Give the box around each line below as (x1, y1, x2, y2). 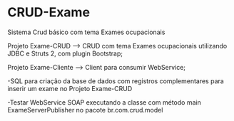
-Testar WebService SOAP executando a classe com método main (7, 98, 201, 107)
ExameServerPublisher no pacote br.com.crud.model (7, 105, 163, 114)
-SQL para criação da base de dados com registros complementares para (7, 76, 225, 85)
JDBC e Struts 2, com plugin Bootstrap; (7, 49, 123, 58)
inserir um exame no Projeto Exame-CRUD (7, 84, 133, 93)
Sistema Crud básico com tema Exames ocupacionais (7, 28, 166, 36)
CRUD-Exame (7, 4, 91, 21)
